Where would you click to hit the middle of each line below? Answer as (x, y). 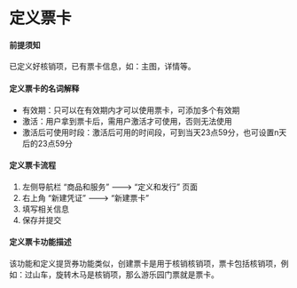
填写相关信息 (45, 209)
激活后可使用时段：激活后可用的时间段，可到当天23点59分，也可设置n (150, 132)
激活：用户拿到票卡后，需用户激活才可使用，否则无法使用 (127, 121)
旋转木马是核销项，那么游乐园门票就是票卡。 (137, 275)
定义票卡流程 (32, 165)
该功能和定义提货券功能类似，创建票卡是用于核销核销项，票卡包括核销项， (145, 264)
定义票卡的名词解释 (44, 88)
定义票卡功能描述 (40, 242)
